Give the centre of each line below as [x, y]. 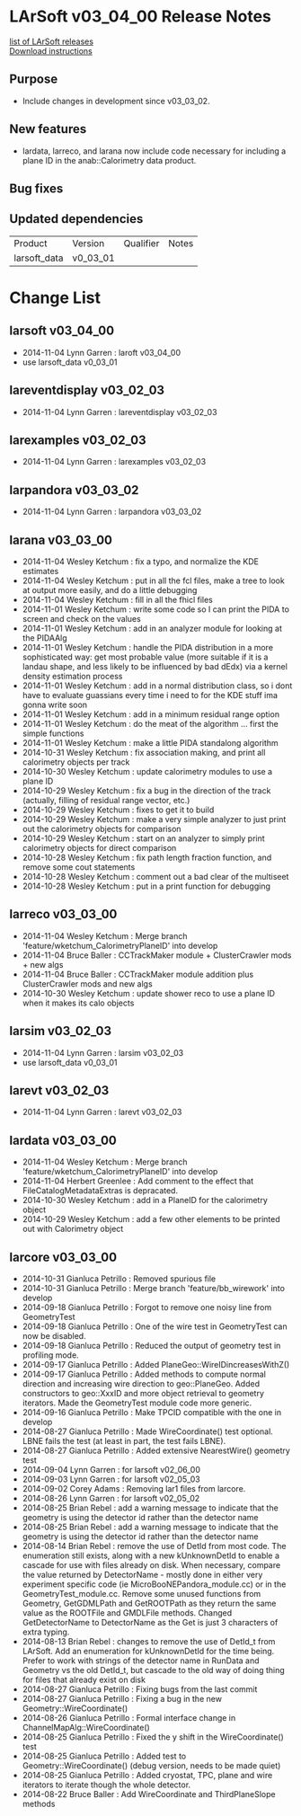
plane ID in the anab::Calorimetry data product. [109, 160]
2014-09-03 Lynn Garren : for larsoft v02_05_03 [111, 1479]
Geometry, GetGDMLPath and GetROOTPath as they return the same [149, 1603]
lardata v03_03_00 [63, 1140]
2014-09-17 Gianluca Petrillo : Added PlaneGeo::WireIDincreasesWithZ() [156, 1365]
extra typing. [46, 1632]
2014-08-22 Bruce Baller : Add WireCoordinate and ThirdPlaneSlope [149, 1794]
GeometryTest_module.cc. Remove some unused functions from [142, 1594]
